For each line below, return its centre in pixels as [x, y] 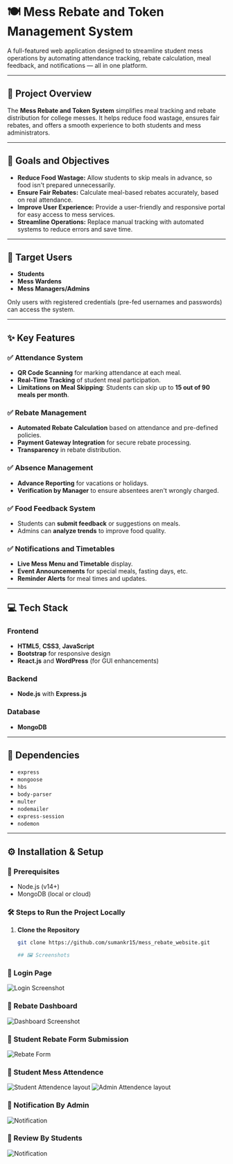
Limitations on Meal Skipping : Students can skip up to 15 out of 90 [113, 388]
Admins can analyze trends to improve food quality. [92, 530]
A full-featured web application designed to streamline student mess [105, 51]
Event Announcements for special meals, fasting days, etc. [103, 571]
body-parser [34, 794]
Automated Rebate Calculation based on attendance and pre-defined [118, 428]
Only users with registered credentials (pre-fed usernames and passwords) [115, 302]
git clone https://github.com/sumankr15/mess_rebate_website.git [113, 943]
